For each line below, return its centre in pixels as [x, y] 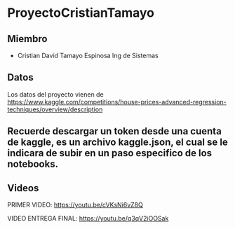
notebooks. [33, 164]
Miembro [27, 39]
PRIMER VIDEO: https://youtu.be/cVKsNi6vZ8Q [75, 205]
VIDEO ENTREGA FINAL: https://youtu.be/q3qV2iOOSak [88, 218]
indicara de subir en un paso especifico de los [110, 153]
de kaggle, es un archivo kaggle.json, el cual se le [117, 143]
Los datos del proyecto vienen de [55, 94]
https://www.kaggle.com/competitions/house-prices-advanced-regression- [117, 102]
